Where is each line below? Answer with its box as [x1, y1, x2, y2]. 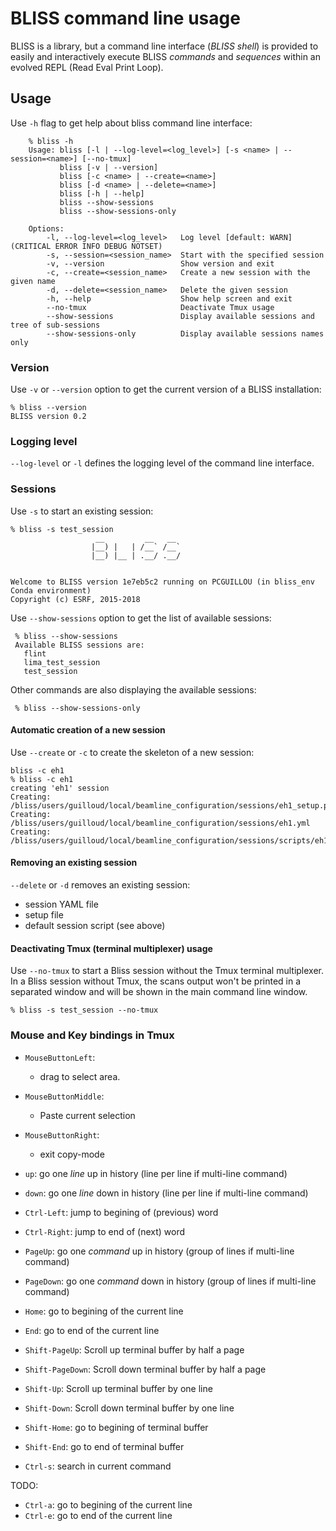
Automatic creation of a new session [10, 724, 166, 736]
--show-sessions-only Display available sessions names [46, 328, 325, 339]
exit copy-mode [39, 1148, 105, 1160]
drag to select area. [39, 1070, 121, 1082]
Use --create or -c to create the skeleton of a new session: [10, 746, 255, 758]
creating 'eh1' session [10, 783, 110, 793]
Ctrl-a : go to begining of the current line [24, 1498, 193, 1511]
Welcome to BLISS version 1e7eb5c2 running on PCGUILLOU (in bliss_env [10, 577, 315, 587]
